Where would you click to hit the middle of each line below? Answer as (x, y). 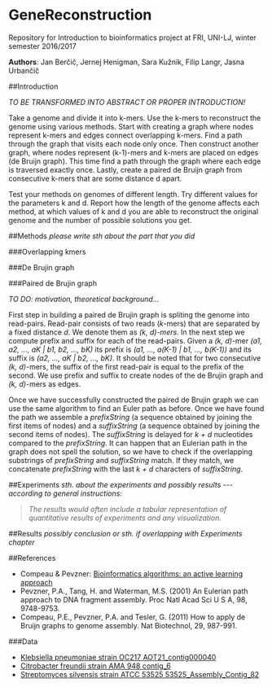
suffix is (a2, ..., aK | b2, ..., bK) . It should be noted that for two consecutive (135, 358)
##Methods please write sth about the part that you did (102, 236)
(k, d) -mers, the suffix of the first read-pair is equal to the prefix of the (126, 366)
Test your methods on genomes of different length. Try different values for (133, 194)
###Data (23, 641)
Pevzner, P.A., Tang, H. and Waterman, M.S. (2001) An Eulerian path (134, 591)
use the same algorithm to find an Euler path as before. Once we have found (136, 408)
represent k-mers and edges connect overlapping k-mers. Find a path (125, 135)
